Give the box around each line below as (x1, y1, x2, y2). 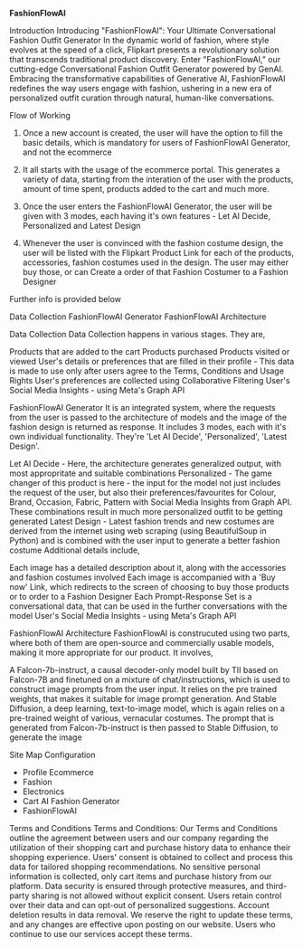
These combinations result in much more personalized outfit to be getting (9, 507, 283, 517)
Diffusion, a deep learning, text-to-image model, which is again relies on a (9, 703, 285, 714)
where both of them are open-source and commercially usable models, (9, 638, 275, 648)
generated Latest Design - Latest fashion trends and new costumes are (9, 516, 275, 526)
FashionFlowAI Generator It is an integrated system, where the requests (9, 403, 276, 412)
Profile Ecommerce (22, 767, 94, 777)
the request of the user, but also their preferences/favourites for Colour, (9, 488, 277, 498)
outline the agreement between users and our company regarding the (9, 832, 270, 843)
